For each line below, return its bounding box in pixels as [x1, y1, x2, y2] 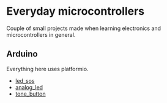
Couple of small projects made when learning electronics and [6, 25, 161, 32]
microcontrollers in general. [6, 31, 76, 38]
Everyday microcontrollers [6, 4, 145, 18]
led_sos [15, 77, 35, 84]
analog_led [15, 83, 43, 91]
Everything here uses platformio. [6, 65, 89, 72]
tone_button [15, 90, 46, 97]
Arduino [6, 49, 38, 59]
